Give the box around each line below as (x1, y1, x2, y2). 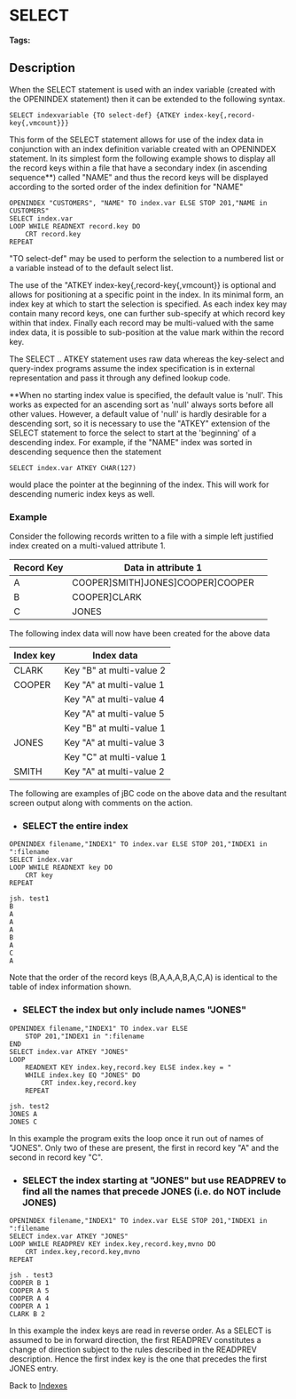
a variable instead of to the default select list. (9, 262, 174, 273)
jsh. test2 (9, 1101, 50, 1111)
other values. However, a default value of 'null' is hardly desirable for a (9, 408, 268, 419)
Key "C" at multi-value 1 (64, 751, 167, 763)
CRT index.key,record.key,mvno (25, 1247, 141, 1256)
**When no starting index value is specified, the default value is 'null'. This (9, 389, 284, 400)
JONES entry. (9, 1363, 59, 1373)
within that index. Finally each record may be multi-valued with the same (9, 317, 275, 328)
